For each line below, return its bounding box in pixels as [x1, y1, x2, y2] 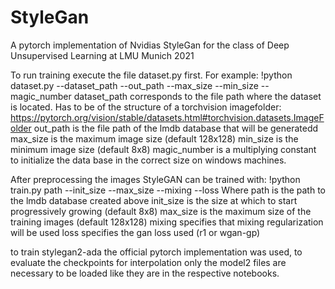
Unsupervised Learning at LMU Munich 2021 [10, 49, 195, 61]
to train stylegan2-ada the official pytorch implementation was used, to [10, 246, 303, 258]
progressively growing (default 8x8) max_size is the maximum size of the [10, 205, 312, 217]
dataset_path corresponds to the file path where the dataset [73, 90, 322, 102]
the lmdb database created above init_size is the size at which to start [10, 194, 298, 206]
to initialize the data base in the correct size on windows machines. [10, 154, 287, 166]
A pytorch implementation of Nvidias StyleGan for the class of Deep [10, 39, 290, 51]
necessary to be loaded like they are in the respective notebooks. [10, 267, 280, 279]
